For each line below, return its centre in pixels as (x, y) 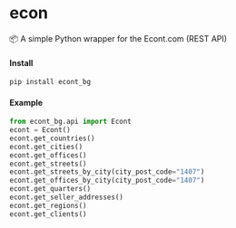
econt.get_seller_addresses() (67, 197)
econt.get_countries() (52, 138)
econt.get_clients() (49, 214)
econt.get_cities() (46, 147)
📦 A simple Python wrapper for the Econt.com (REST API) (118, 38)
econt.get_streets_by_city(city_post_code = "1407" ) (107, 172)
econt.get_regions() (49, 205)
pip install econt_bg (50, 82)
